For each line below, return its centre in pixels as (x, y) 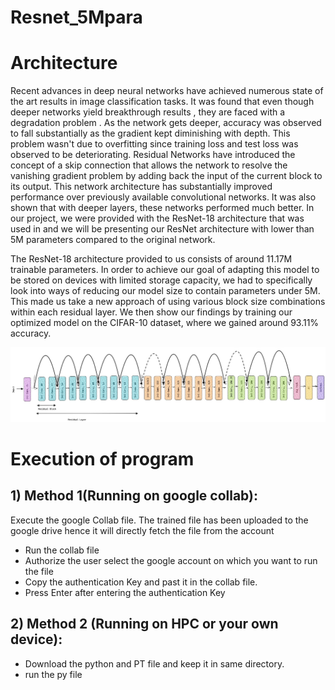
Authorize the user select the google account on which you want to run (171, 560)
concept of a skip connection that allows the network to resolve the (149, 165)
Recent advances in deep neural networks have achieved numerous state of (167, 91)
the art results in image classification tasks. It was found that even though (162, 102)
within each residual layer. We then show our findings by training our (151, 312)
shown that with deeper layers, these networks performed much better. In (162, 208)
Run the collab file (62, 550)
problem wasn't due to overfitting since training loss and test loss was (154, 144)
